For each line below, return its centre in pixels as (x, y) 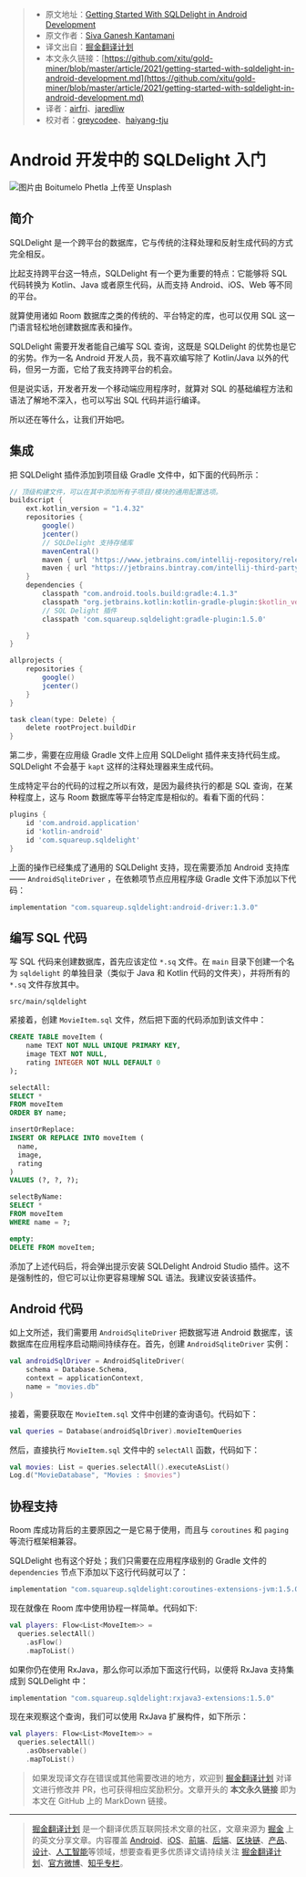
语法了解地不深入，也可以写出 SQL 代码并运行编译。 (107, 400)
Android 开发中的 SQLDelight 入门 (138, 160)
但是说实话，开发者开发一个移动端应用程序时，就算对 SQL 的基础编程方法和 (151, 388)
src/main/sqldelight (49, 1002)
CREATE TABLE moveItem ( (56, 1037)
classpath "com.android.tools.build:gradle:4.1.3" (140, 594)
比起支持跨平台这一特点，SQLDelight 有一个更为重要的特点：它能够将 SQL (148, 273)
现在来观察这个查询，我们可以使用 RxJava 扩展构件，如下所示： (129, 1716)
